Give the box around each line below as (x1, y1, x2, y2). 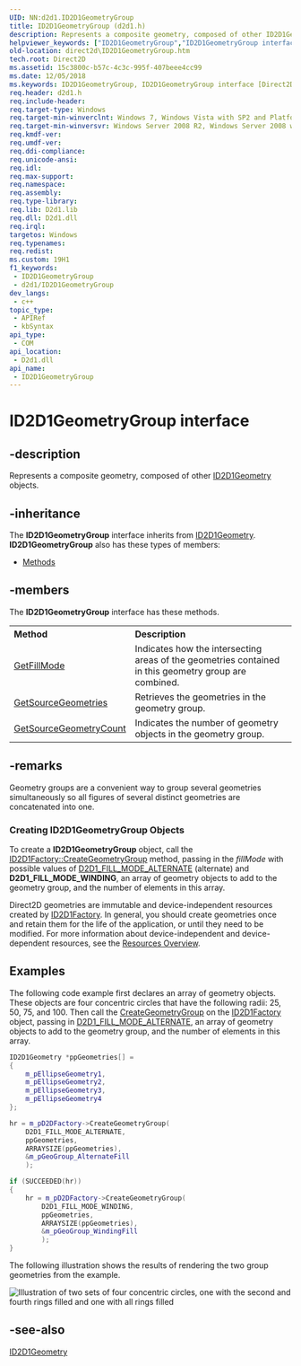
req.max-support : (9, 172, 74, 181)
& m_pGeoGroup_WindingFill (41, 1227, 139, 1236)
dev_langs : (9, 288, 50, 297)
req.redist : (9, 247, 54, 256)
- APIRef (13, 313, 47, 323)
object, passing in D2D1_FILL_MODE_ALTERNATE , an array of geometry (9, 1016, 273, 1027)
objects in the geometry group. (134, 727, 265, 740)
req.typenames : (9, 239, 66, 248)
